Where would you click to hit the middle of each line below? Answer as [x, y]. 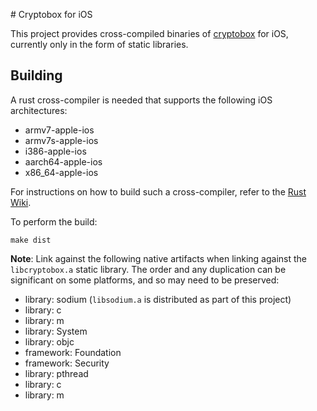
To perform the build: [54, 221]
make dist [31, 240]
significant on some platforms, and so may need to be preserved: [145, 280]
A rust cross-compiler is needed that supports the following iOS [141, 100]
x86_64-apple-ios [61, 172]
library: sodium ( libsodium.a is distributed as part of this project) [158, 299]
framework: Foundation [73, 352]
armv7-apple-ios [59, 130]
